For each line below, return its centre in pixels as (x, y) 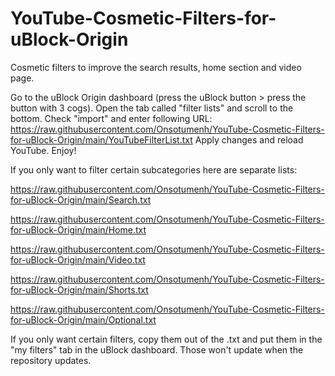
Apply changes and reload (249, 139)
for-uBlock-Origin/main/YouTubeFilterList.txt (101, 139)
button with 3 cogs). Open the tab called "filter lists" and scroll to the (152, 108)
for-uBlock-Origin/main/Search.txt (81, 199)
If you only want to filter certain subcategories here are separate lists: (154, 169)
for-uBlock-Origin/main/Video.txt (78, 259)
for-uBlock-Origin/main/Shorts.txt (79, 289)
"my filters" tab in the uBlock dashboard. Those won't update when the (157, 349)
